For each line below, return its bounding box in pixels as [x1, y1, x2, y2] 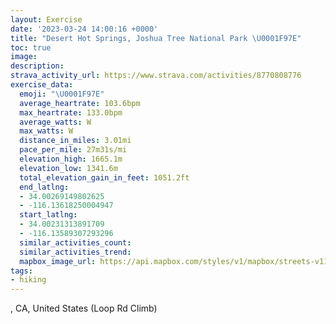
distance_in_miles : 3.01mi [19, 136, 132, 146]
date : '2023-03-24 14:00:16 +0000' [10, 24, 159, 34]
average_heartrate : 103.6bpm [19, 98, 141, 108]
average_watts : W [19, 117, 92, 127]
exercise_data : [10, 80, 74, 90]
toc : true [10, 42, 52, 53]
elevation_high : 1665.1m [19, 154, 123, 164]
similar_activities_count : [19, 237, 132, 248]
